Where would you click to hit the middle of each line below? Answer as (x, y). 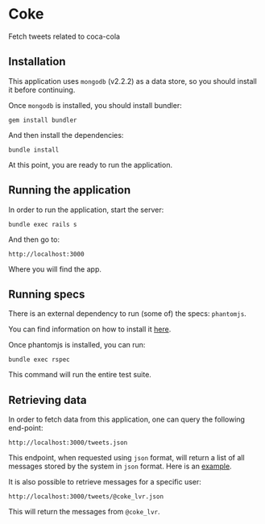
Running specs (47, 294)
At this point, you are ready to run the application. (91, 164)
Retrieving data (48, 400)
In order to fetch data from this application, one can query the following (127, 419)
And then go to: (34, 239)
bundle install (34, 150)
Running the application (70, 190)
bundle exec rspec (39, 360)
